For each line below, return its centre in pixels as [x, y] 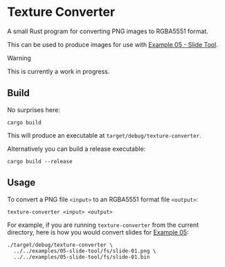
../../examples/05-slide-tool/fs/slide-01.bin [82, 257]
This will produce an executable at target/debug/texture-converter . [105, 135]
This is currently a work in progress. [58, 71]
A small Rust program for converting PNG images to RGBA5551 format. [108, 31]
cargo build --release [40, 161]
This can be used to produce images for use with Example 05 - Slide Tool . [112, 44]
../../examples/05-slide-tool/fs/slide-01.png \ [85, 251]
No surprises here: [34, 110]
